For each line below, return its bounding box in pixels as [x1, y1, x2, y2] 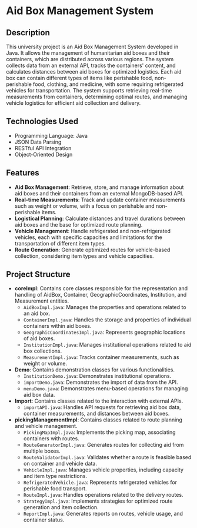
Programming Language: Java [14, 132, 88, 139]
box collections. [23, 347, 62, 354]
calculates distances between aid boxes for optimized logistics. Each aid [6, 68, 182, 75]
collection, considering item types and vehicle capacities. [14, 252, 154, 260]
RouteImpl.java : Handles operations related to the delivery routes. [23, 492, 183, 499]
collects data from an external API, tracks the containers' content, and [6, 62, 176, 69]
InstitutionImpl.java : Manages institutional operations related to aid [23, 341, 192, 348]
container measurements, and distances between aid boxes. [23, 410, 170, 417]
